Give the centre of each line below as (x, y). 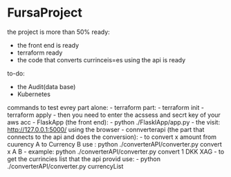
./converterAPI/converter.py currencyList (65, 166)
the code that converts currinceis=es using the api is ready (101, 59)
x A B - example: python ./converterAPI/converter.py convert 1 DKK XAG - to (116, 151)
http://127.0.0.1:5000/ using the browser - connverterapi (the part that (106, 129)
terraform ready (40, 53)
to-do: (16, 73)
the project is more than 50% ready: (59, 32)
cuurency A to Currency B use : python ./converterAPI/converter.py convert (115, 144)
